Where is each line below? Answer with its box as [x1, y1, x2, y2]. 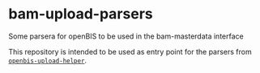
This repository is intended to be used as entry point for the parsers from [8, 47, 253, 56]
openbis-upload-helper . [8, 55, 87, 65]
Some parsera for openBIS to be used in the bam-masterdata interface [8, 31, 245, 41]
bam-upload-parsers [8, 5, 153, 23]
